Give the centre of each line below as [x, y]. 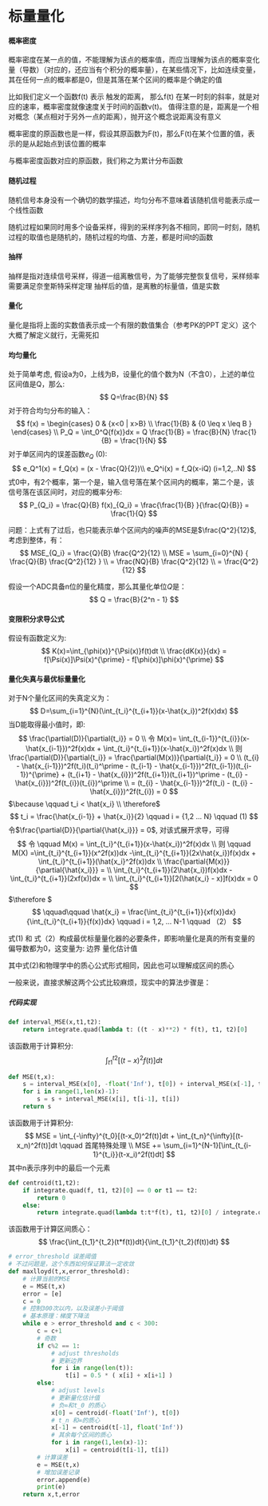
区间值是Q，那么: [37, 384]
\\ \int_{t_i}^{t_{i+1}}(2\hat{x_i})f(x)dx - [169, 870]
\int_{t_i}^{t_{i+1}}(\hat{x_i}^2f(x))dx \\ [100, 861]
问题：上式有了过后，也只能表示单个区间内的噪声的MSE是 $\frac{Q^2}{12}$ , [132, 530]
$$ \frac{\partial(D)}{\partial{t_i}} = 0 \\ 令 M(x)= [98, 739]
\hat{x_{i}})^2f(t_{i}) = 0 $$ [134, 792]
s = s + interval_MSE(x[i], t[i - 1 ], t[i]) [108, 1099]
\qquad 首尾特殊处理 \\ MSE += [110, 1145]
